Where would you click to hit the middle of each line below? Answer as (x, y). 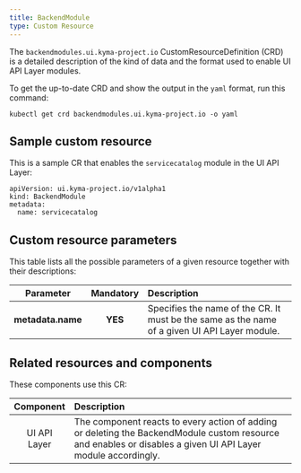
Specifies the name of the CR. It (214, 309)
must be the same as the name (212, 320)
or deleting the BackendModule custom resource (177, 433)
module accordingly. (117, 455)
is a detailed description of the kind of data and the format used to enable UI (150, 61)
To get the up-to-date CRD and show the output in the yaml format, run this (147, 88)
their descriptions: (43, 271)
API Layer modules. (45, 70)
